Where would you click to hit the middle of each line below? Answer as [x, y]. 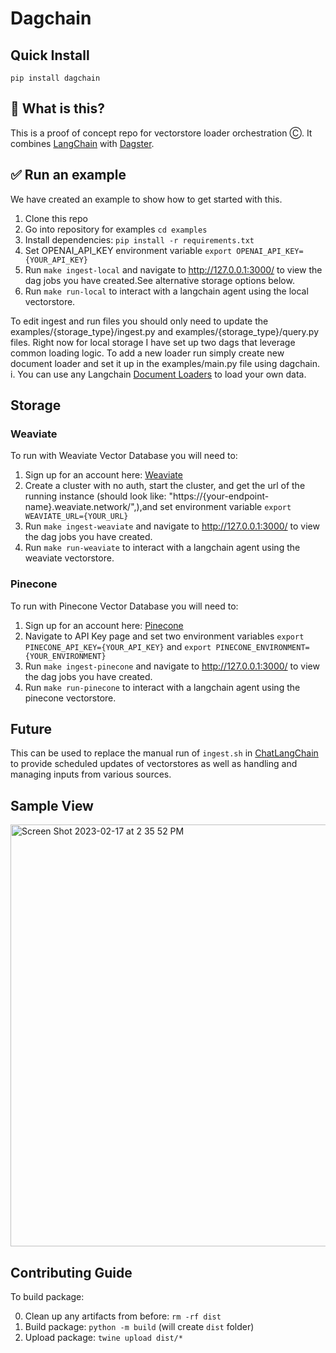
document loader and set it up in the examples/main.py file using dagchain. [165, 363]
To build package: [47, 1297]
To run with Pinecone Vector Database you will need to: [124, 606]
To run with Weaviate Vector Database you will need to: [124, 456]
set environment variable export [225, 507]
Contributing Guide [71, 1272]
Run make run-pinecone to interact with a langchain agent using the [162, 687]
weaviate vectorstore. [69, 558]
